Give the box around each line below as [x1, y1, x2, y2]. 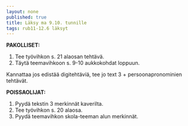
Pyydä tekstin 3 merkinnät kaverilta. [14, 100, 104, 108]
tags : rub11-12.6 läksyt [6, 25, 68, 31]
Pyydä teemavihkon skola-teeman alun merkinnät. [14, 113, 139, 120]
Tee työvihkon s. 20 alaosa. [14, 106, 83, 114]
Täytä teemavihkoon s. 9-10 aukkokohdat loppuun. [14, 59, 140, 67]
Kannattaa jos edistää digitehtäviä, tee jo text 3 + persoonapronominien [6, 71, 183, 78]
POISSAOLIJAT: [6, 89, 46, 96]
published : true [6, 14, 47, 20]
